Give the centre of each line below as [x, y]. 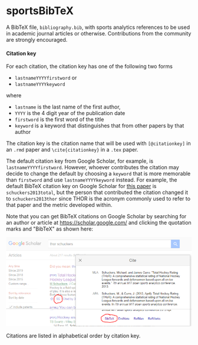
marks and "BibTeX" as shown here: [49, 229]
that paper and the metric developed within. [59, 205]
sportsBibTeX [40, 11]
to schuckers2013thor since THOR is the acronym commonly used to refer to [98, 199]
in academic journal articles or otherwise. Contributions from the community [99, 33]
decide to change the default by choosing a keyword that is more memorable [98, 174]
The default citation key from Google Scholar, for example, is [80, 161]
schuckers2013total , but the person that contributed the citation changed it [97, 192]
